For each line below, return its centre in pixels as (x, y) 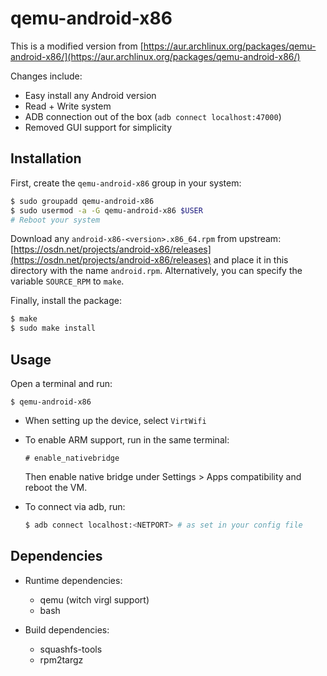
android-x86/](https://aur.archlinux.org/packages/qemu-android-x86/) (155, 56)
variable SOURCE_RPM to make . (67, 281)
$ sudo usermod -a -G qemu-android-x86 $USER (106, 210)
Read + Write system (68, 106)
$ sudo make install (53, 328)
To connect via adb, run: (75, 506)
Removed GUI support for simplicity (98, 127)
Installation (46, 158)
